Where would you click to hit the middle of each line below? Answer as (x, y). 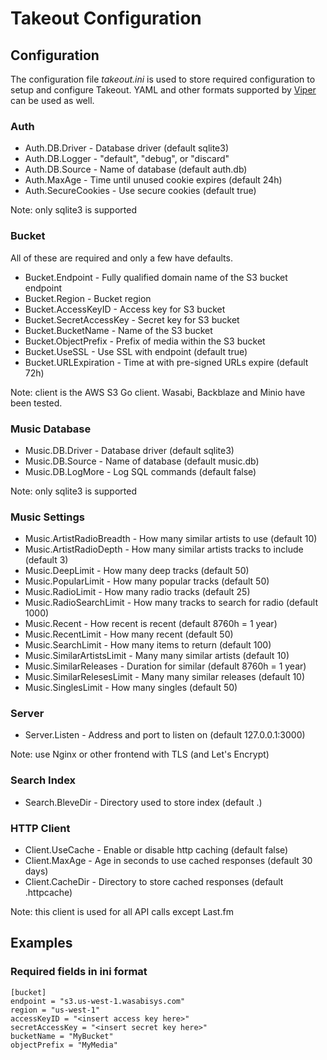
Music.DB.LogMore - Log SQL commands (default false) (140, 471)
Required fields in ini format (79, 972)
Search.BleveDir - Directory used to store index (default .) (143, 802)
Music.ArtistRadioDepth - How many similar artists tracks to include (164, 549)
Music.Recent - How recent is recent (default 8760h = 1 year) (151, 624)
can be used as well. (52, 100)
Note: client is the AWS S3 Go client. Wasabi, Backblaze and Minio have (158, 392)
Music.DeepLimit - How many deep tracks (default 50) (137, 571)
